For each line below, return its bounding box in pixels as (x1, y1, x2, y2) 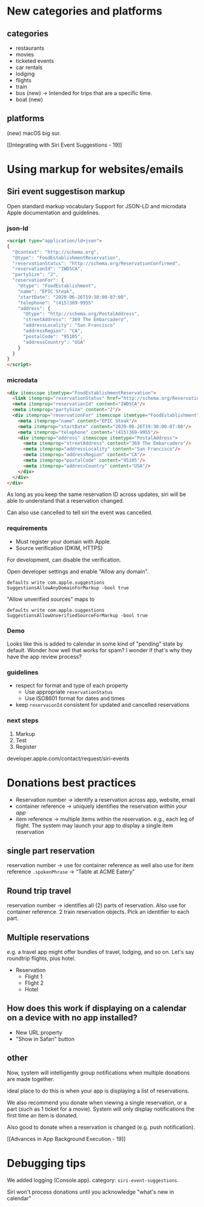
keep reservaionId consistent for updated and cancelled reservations (15, 701, 189, 709)
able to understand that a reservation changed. (7, 497, 125, 504)
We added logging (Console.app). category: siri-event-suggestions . (7, 1176, 179, 1183)
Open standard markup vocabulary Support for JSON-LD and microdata (7, 202, 186, 210)
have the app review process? (7, 653, 82, 660)
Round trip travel (7, 885, 71, 896)
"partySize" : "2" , (12, 271, 59, 278)
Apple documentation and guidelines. (7, 209, 100, 216)
